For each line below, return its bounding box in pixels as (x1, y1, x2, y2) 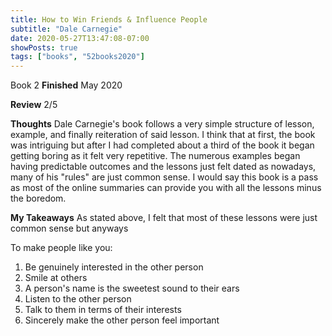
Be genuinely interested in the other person (24, 261, 204, 273)
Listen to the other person (24, 293, 132, 305)
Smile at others (24, 272, 88, 284)
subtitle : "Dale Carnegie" (10, 24, 123, 34)
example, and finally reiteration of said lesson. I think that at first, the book (10, 129, 316, 141)
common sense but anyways (10, 222, 129, 235)
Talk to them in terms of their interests (24, 304, 182, 316)
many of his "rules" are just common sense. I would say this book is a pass (10, 171, 319, 183)
